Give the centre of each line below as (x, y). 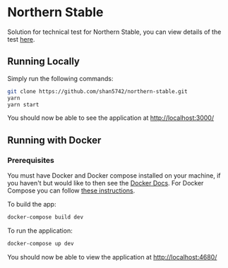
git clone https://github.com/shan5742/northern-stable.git (98, 91)
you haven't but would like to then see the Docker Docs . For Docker (106, 183)
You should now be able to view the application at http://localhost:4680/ (112, 257)
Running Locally (43, 62)
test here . (21, 39)
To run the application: (40, 231)
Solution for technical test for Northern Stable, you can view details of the (114, 32)
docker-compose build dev (45, 217)
